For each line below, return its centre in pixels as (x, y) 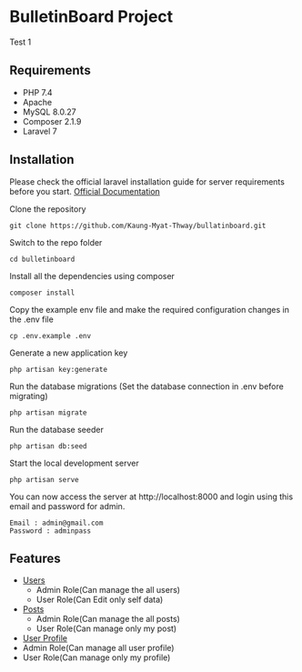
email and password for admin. (67, 506)
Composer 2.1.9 (52, 121)
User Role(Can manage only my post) (106, 628)
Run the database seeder (57, 429)
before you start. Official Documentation (85, 191)
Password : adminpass (50, 531)
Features (35, 558)
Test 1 (20, 42)
